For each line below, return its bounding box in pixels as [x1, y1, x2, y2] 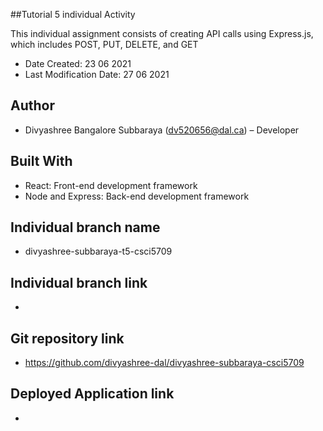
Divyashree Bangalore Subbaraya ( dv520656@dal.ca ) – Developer [24, 124, 300, 136]
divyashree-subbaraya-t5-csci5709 [24, 245, 173, 258]
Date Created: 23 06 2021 [24, 58, 132, 69]
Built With [10, 153, 73, 170]
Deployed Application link [10, 385, 175, 403]
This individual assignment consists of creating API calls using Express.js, [10, 28, 314, 39]
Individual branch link [10, 274, 148, 291]
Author [10, 97, 55, 114]
